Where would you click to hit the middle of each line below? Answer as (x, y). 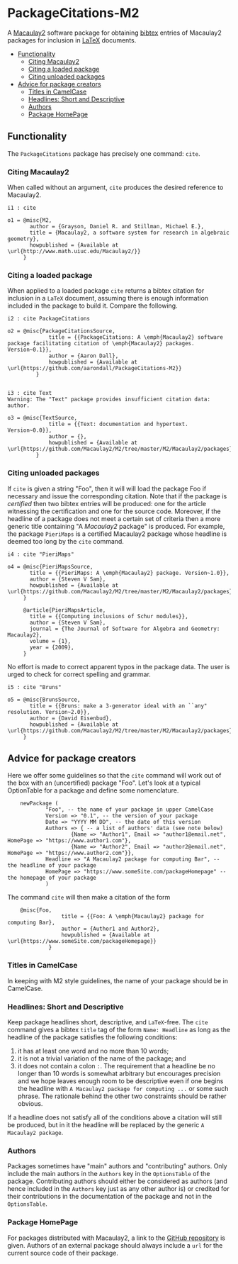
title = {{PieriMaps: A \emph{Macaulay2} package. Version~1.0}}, (130, 573)
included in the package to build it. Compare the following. (93, 306)
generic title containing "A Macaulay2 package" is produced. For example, (116, 526)
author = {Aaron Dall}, (84, 356)
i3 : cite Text (30, 393)
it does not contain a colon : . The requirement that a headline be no (117, 1066)
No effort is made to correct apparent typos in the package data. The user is (119, 666)
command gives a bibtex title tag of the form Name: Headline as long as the (119, 1030)
